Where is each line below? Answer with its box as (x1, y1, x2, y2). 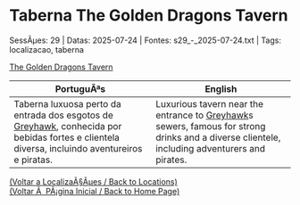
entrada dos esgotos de (13, 109, 113, 121)
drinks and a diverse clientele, (155, 131, 281, 143)
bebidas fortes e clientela (13, 131, 121, 143)
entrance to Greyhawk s (155, 109, 254, 121)
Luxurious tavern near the (155, 97, 264, 110)
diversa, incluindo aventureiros (13, 142, 143, 154)
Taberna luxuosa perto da (13, 97, 122, 110)
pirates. (155, 153, 187, 166)
